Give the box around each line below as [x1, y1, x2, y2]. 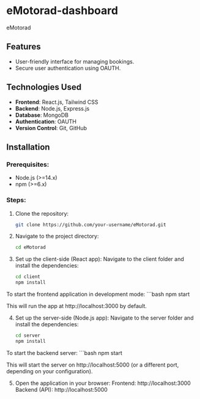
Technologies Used [6, 82, 81, 92]
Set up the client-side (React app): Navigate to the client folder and [15, 255, 185, 263]
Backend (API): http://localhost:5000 [15, 386, 108, 393]
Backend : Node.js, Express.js [15, 104, 90, 112]
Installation [6, 142, 50, 152]
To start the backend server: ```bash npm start [6, 349, 122, 356]
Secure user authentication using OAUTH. [15, 64, 121, 71]
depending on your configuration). [6, 367, 93, 375]
